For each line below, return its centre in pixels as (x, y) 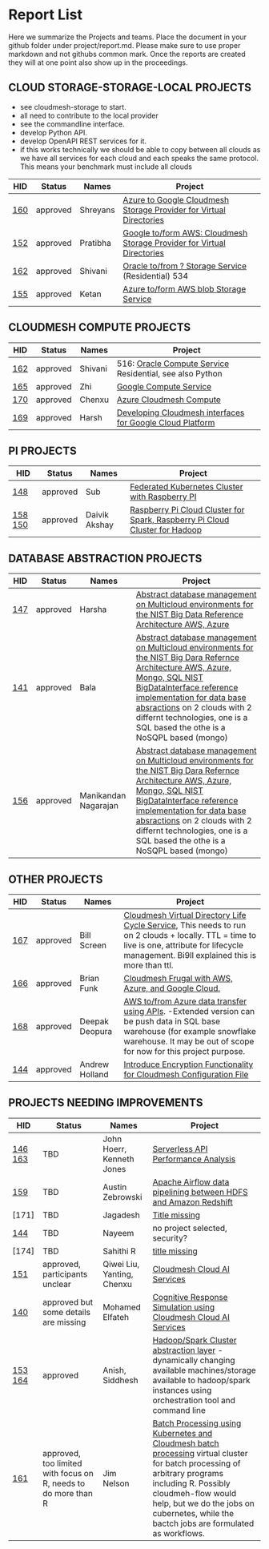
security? (170, 1237)
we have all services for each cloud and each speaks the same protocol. (139, 158)
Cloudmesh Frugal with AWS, (179, 978)
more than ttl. (149, 965)
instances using (182, 1390)
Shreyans (97, 210)
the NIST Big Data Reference (190, 614)
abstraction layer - (188, 1350)
